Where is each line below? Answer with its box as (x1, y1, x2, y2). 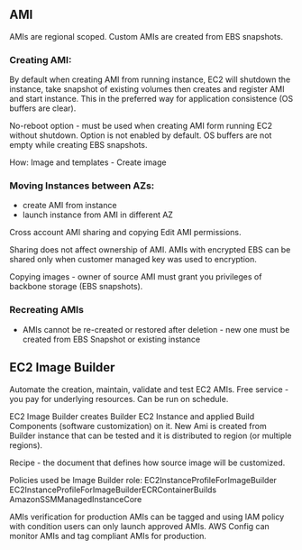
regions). (9, 439, 43, 450)
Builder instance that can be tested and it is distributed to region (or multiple (9, 430, 292, 441)
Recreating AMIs (9, 304, 84, 316)
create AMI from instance (22, 200, 117, 211)
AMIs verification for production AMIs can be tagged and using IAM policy (9, 511, 285, 522)
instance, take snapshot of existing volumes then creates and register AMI (9, 84, 286, 95)
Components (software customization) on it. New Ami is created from (9, 420, 268, 431)
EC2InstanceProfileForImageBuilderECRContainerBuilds (9, 484, 217, 495)
